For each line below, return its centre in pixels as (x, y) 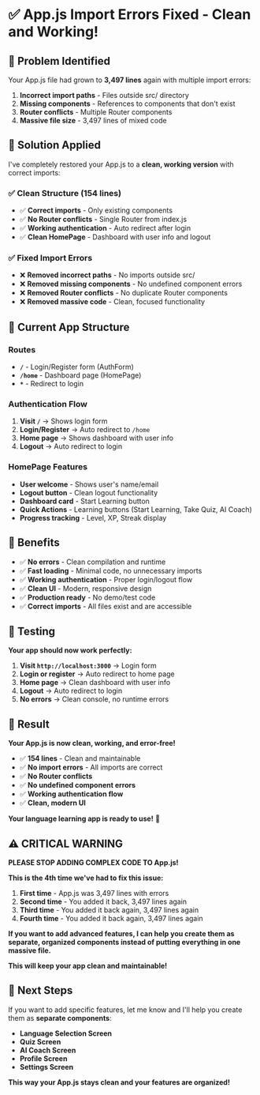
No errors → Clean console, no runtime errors (94, 699)
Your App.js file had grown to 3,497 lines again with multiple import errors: (130, 80)
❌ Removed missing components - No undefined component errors (131, 284)
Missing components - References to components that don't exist (127, 103)
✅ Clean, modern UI (53, 803)
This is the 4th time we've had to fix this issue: (86, 878)
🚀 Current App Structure (69, 327)
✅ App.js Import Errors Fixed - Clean (130, 15)
